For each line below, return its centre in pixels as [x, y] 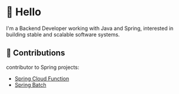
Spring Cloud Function [42, 78]
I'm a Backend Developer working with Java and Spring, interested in [90, 28]
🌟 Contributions [36, 53]
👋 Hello [24, 12]
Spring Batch [30, 85]
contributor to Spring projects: [43, 67]
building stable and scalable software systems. [63, 34]
